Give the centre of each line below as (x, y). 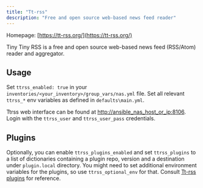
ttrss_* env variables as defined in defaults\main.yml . (76, 100)
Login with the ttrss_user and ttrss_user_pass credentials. (81, 118)
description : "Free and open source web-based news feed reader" (91, 18)
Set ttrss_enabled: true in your (47, 87)
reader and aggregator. (35, 53)
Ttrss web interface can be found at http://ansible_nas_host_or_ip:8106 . (96, 112)
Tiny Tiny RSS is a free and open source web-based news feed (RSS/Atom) (101, 47)
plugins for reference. (34, 178)
